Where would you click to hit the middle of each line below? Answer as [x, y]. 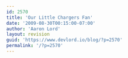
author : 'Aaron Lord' [34, 29]
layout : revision [28, 34]
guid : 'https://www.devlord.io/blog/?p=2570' [64, 40]
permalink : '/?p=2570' [35, 46]
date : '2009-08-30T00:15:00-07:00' [51, 23]
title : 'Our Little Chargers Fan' [50, 18]
